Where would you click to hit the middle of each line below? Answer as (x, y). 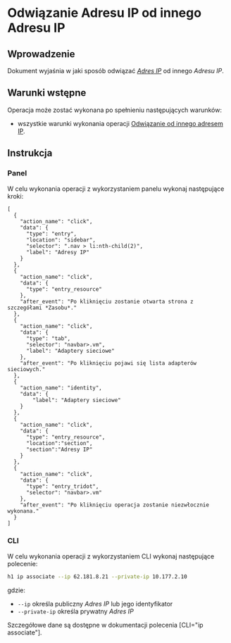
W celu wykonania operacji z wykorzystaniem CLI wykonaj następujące (111, 556)
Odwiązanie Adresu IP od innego (105, 13)
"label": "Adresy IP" (58, 252)
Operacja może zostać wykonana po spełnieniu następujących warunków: (114, 110)
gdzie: (17, 590)
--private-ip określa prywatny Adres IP (75, 611)
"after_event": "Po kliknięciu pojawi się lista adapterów (108, 363)
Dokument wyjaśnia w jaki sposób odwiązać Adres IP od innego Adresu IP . (115, 71)
